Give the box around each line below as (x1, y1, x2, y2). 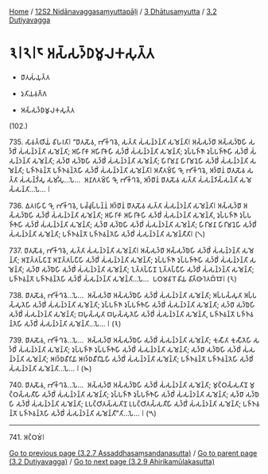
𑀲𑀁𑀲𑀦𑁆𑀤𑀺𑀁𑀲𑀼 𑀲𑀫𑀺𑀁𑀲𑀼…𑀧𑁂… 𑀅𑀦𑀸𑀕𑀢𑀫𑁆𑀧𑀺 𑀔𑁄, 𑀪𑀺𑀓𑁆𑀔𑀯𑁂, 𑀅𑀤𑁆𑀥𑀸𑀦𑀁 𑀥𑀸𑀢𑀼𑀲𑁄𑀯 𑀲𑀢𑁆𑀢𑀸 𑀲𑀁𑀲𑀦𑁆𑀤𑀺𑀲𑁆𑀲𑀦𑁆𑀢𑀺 (19, 174, 238, 184)
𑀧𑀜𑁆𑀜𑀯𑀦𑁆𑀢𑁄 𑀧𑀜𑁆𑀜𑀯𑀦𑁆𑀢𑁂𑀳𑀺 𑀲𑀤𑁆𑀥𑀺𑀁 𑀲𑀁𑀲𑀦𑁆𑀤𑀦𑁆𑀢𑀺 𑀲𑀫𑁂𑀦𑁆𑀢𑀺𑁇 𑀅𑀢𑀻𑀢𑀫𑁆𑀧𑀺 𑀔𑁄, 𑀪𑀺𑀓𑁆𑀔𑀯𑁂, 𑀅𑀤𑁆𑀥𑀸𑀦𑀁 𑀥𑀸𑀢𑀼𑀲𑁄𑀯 (25, 165, 246, 174)
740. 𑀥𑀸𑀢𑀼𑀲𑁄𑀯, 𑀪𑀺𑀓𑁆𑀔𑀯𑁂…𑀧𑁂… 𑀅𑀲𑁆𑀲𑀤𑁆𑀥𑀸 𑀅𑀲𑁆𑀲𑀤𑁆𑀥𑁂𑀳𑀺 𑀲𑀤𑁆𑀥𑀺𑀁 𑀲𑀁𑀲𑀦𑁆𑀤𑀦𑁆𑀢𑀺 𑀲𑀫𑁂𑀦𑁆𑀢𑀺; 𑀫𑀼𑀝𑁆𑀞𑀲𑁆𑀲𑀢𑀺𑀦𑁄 (9, 380, 248, 390)
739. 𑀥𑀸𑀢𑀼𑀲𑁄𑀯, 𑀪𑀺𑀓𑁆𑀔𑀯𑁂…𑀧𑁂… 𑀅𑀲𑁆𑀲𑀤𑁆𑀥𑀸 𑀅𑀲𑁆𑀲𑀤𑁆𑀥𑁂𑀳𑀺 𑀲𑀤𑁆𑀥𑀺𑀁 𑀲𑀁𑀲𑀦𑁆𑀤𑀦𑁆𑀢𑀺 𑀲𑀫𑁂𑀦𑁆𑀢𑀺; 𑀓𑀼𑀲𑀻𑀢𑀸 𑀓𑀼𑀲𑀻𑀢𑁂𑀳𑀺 (9, 335, 252, 345)
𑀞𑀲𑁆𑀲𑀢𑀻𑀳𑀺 (9, 390, 41, 399)
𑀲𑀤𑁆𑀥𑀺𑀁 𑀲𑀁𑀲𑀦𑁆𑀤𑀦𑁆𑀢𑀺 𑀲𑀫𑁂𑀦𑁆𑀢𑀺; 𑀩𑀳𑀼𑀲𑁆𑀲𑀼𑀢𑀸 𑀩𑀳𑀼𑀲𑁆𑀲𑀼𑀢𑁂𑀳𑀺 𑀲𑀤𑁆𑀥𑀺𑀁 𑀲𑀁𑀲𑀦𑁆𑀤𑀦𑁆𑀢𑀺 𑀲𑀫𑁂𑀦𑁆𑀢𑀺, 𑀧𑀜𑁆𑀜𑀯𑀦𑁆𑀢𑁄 (9, 309, 235, 319)
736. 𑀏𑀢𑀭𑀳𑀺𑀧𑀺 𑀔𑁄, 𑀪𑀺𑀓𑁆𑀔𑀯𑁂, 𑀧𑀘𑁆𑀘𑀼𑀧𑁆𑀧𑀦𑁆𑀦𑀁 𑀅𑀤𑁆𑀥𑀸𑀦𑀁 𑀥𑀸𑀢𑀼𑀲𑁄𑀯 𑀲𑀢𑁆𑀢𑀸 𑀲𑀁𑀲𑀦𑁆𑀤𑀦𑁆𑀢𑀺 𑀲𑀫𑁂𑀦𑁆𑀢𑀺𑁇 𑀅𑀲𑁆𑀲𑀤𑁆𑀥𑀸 (9, 201, 242, 210)
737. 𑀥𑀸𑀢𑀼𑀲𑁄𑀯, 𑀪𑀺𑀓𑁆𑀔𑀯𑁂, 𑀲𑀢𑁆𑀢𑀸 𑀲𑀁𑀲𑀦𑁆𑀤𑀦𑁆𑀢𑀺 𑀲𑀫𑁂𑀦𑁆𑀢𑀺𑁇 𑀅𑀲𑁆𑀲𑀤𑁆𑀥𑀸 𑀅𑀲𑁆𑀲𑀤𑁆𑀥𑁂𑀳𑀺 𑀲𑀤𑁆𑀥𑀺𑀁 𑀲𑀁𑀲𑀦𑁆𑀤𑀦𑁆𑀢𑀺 (9, 245, 241, 255)
